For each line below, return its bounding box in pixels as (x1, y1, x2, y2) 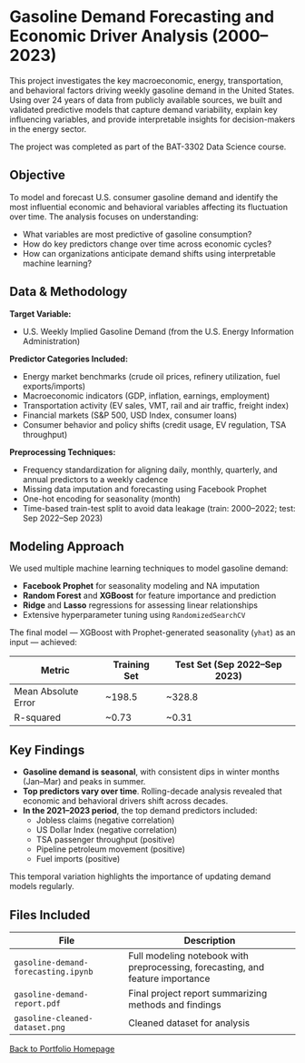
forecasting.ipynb (14, 967, 93, 977)
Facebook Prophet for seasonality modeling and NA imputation (22, 581, 261, 592)
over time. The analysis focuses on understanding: (9, 211, 199, 222)
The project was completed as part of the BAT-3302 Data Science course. (9, 141, 287, 152)
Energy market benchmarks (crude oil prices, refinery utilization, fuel (22, 370, 280, 381)
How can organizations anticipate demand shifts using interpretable (22, 248, 276, 258)
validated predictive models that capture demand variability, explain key (9, 104, 279, 115)
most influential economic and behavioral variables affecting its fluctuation (9, 201, 289, 212)
